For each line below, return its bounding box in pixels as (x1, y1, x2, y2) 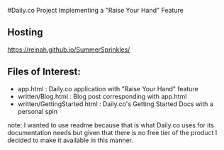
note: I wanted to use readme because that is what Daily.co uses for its (7, 120, 215, 129)
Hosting (7, 26, 44, 38)
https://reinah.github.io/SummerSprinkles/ (7, 45, 130, 54)
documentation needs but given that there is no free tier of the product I (7, 128, 218, 137)
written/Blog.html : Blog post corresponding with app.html (17, 92, 187, 100)
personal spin (17, 107, 58, 115)
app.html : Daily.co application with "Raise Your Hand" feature (17, 84, 198, 93)
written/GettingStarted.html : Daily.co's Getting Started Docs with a (17, 99, 214, 108)
